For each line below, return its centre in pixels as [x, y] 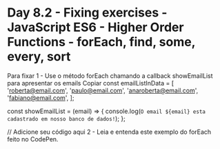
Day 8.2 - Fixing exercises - [87, 13]
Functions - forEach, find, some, [101, 42]
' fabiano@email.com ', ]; [41, 97]
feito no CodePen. [33, 139]
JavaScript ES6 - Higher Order [96, 27]
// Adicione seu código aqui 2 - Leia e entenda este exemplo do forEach [109, 132]
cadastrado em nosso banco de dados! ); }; [67, 118]
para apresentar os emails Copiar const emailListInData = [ [91, 83]
